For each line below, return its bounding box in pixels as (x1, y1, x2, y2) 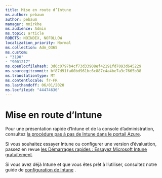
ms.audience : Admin (5, 26, 47, 31)
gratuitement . (5, 152, 33, 158)
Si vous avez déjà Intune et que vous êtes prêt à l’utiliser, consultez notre (5, 161, 157, 167)
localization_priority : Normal (5, 40, 71, 46)
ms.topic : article (5, 31, 44, 36)
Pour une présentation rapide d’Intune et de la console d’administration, (5, 126, 154, 132)
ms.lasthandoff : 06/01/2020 (5, 82, 65, 87)
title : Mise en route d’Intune (5, 7, 71, 13)
